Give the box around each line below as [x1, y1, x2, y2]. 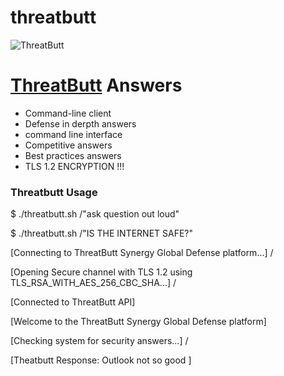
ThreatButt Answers [10, 74, 183, 97]
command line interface [24, 128, 123, 140]
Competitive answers [24, 139, 113, 151]
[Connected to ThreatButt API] [10, 296, 136, 308]
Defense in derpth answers [24, 117, 137, 130]
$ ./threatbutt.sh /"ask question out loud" [10, 208, 180, 220]
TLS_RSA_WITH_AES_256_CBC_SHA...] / [10, 277, 177, 289]
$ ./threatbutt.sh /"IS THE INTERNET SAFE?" [10, 227, 194, 240]
